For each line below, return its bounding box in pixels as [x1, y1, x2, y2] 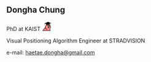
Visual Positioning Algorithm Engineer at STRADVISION [6, 36, 145, 44]
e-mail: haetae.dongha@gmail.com [6, 49, 95, 56]
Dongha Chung [6, 5, 66, 15]
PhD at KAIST [6, 25, 41, 32]
